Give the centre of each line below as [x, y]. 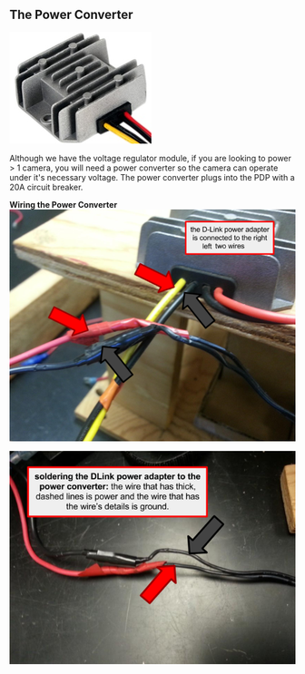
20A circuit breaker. [46, 187]
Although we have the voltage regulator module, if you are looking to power [151, 158]
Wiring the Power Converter [64, 204]
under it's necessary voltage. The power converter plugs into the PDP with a [152, 177]
